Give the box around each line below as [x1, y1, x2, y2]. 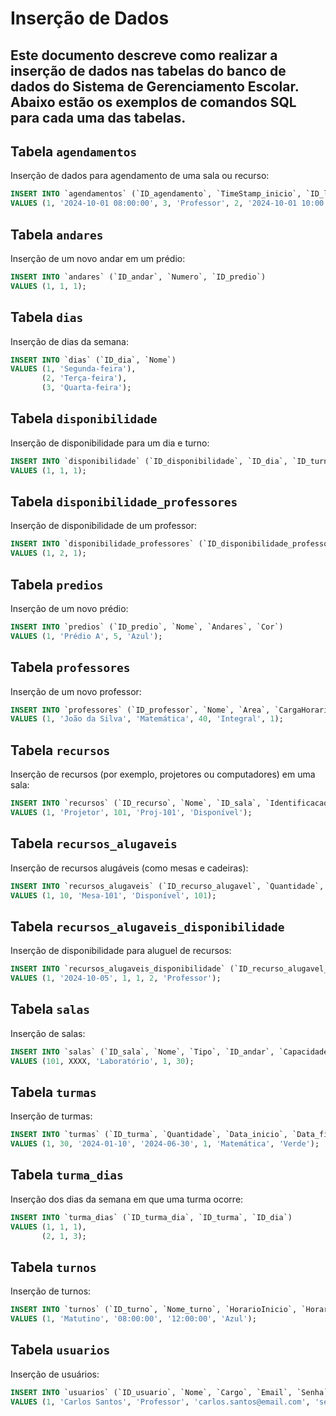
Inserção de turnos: [10, 1285, 92, 1297]
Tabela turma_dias [10, 1167, 124, 1184]
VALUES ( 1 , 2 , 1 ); [10, 548, 87, 559]
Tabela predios [10, 576, 104, 593]
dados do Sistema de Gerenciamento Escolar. [10, 78, 300, 95]
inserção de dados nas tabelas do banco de [10, 62, 287, 79]
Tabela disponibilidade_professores [10, 493, 238, 510]
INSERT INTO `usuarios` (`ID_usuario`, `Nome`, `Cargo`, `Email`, [10, 1387, 293, 1397]
